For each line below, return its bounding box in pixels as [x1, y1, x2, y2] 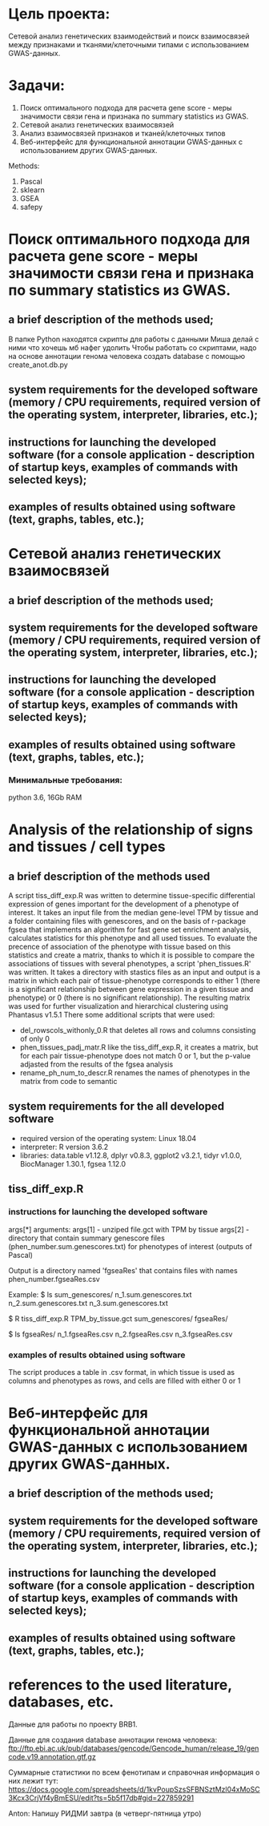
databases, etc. [8, 1692, 114, 1711]
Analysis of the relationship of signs [8, 820, 254, 839]
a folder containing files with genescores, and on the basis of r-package [8, 917, 247, 926]
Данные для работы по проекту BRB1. [8, 1719, 138, 1729]
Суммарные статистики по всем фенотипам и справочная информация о [8, 1768, 260, 1777]
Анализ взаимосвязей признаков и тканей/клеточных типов [19, 128, 226, 138]
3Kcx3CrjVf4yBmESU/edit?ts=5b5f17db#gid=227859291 [8, 1792, 195, 1803]
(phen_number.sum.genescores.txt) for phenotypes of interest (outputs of [8, 1241, 253, 1251]
